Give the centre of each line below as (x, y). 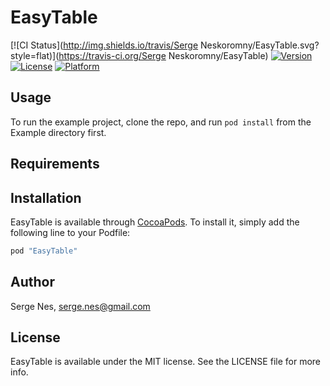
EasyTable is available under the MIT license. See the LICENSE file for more (166, 362)
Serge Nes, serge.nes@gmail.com (80, 306)
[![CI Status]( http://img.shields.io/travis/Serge (104, 45)
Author (32, 282)
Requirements (55, 164)
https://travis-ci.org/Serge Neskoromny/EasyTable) (163, 55)
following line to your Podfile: (70, 232)
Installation (46, 197)
